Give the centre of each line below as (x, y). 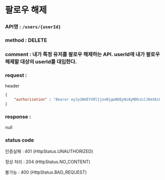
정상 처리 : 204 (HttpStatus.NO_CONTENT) (48, 162)
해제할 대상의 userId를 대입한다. (41, 61)
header (12, 86)
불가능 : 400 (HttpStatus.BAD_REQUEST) (46, 172)
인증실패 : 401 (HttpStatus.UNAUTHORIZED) (49, 151)
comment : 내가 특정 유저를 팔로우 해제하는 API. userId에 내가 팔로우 (82, 54)
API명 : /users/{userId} (33, 27)
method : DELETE (26, 40)
